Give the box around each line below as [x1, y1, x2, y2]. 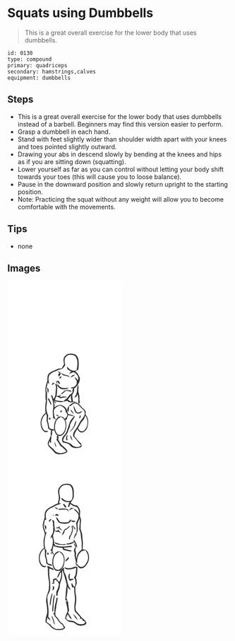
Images [7, 262, 41, 274]
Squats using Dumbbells [7, 5, 154, 21]
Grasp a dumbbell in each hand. [17, 127, 111, 136]
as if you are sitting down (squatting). [17, 157, 126, 166]
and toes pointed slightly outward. [17, 142, 117, 151]
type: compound [7, 55, 52, 63]
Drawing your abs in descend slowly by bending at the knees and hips [17, 150, 222, 158]
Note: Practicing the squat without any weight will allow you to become [17, 195, 224, 203]
